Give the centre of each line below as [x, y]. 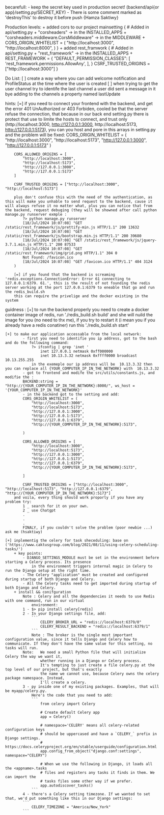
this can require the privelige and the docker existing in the [81, 296]
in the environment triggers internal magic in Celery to [92, 566]
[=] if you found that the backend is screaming [65, 275]
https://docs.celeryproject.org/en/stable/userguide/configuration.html [81, 747]
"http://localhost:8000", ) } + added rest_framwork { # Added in [69, 48]
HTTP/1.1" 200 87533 [55, 245]
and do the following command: [37, 343]
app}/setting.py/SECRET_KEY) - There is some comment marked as [73, 12]
